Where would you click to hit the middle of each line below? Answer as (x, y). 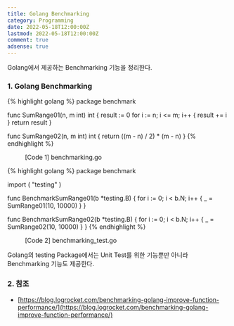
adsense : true (28, 46)
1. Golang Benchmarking (50, 86)
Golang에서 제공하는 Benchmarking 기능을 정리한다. (80, 67)
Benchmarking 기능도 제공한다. (51, 264)
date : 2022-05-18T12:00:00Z (48, 27)
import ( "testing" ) (34, 184)
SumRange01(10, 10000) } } (47, 206)
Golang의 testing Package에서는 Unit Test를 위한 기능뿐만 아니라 (98, 255)
